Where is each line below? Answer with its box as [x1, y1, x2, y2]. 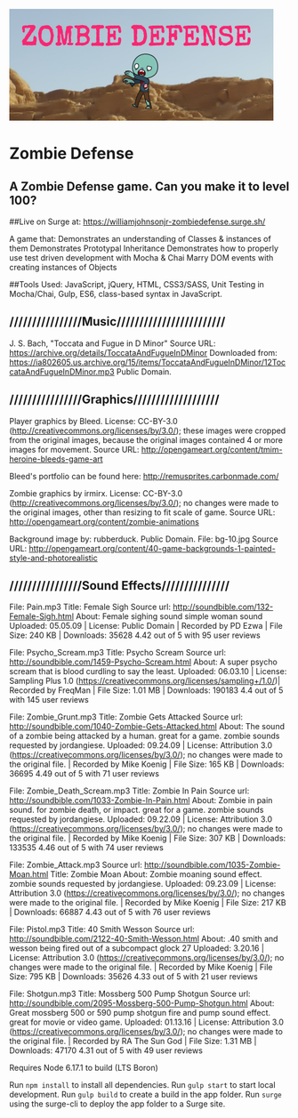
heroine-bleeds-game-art [9, 454, 104, 464]
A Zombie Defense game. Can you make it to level [9, 179, 290, 194]
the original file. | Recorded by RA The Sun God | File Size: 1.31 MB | [9, 1036, 257, 1047]
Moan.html [9, 869, 49, 880]
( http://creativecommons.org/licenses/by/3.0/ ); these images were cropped [9, 425, 286, 436]
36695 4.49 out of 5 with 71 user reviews [9, 768, 160, 779]
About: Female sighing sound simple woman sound [75, 611, 263, 622]
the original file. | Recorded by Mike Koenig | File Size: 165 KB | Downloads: [9, 759, 285, 769]
